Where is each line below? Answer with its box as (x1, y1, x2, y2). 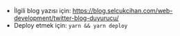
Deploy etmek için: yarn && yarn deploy (13, 21, 128, 29)
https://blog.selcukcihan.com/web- (72, 7, 173, 15)
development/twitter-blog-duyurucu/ (13, 14, 119, 22)
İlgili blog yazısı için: (13, 7, 71, 15)
